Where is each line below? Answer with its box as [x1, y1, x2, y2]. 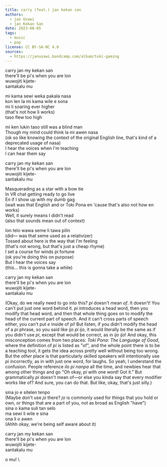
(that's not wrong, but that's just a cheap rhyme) [5, 243, 105, 249]
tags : [5, 30, 16, 35]
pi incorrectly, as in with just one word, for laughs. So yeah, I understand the [5, 358, 162, 364]
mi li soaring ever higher [5, 103, 55, 110]
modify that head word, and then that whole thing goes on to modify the [5, 310, 153, 316]
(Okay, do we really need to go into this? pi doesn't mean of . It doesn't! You [5, 300, 160, 306]
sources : [5, 49, 23, 54]
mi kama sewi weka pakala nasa [5, 93, 71, 99]
